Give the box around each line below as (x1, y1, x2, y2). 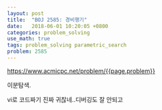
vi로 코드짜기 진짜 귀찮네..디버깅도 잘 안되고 (7, 95, 123, 103)
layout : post (7, 10, 44, 17)
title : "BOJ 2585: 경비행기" (7, 16, 87, 23)
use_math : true (7, 36, 51, 42)
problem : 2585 (7, 49, 48, 55)
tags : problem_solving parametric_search (7, 42, 127, 49)
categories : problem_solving (7, 29, 90, 36)
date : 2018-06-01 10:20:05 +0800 (7, 23, 109, 29)
